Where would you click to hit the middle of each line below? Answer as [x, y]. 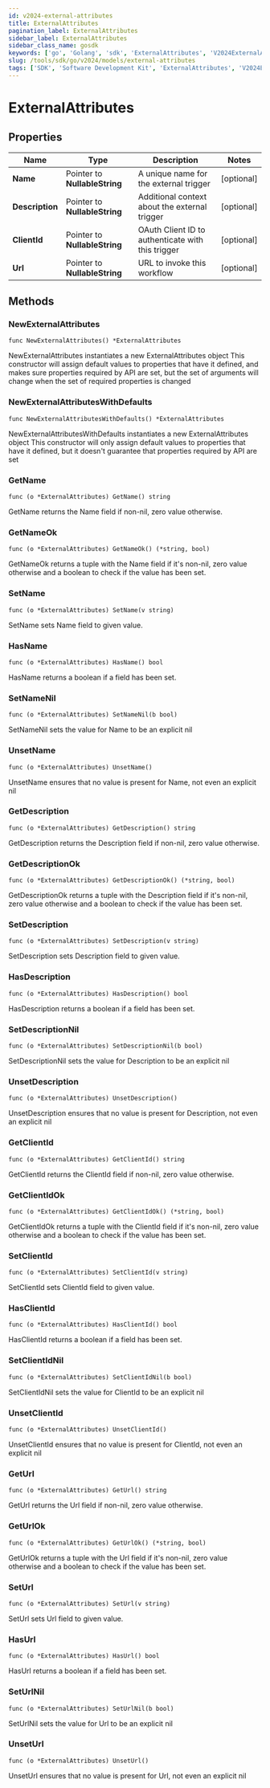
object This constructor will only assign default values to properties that [127, 442]
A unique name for [173, 173]
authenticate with [170, 239]
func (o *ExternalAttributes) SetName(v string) [91, 610]
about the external [172, 206]
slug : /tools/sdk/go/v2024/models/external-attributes [102, 61]
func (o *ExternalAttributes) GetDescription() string [102, 828]
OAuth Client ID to [172, 230]
